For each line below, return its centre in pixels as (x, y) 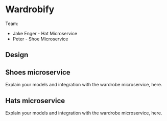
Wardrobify (30, 9)
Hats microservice (35, 101)
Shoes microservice (38, 72)
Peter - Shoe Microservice (40, 39)
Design (17, 55)
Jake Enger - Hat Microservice (45, 33)
